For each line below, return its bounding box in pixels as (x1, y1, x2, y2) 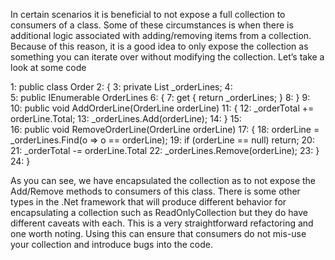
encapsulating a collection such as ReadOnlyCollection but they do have (10, 207, 308, 218)
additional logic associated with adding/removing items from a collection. (10, 30, 312, 41)
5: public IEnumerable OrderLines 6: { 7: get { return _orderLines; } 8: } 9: (10, 92, 311, 103)
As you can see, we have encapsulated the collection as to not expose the (10, 175, 317, 186)
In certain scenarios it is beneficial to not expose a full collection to (10, 9, 286, 20)
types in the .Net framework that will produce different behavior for (10, 196, 287, 208)
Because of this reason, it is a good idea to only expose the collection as (10, 40, 309, 52)
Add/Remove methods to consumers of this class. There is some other (10, 185, 301, 197)
